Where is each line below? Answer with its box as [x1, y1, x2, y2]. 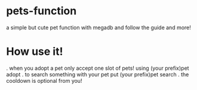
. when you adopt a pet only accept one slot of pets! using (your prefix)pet [6, 64, 189, 72]
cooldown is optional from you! [6, 77, 82, 84]
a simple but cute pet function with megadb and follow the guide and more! [6, 24, 191, 31]
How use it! [6, 45, 63, 58]
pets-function [6, 4, 77, 18]
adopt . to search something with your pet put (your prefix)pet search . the [6, 70, 189, 78]
